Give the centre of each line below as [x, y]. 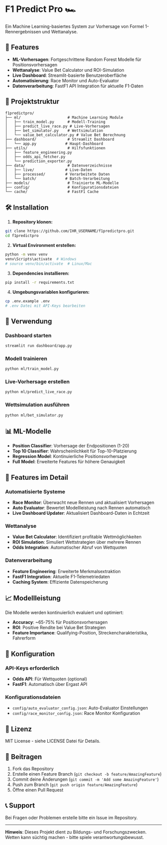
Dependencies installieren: [41, 273]
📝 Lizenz [19, 729]
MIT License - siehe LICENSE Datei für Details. [53, 741]
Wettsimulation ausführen [37, 405]
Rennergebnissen [23, 31]
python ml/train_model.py [32, 369]
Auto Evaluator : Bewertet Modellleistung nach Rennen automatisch [81, 508]
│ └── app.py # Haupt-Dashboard [54, 144]
